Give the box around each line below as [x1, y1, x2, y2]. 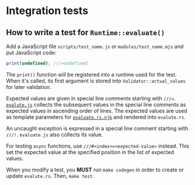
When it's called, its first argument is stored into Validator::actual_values [6, 77, 186, 84]
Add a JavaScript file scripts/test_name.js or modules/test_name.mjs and [6, 43, 184, 50]
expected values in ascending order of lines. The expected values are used [6, 107, 187, 114]
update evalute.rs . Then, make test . [6, 172, 94, 179]
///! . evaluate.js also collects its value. [6, 131, 104, 138]
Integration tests [6, 4, 89, 18]
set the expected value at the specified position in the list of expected [6, 148, 175, 156]
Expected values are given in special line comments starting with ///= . [6, 95, 176, 102]
